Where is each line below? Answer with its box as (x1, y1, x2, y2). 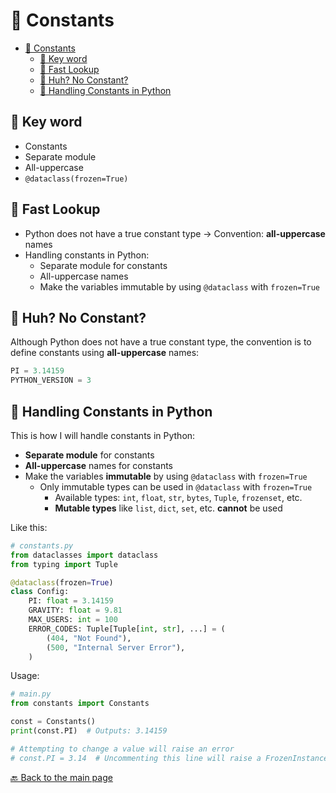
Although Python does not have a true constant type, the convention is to (10, 336, 312, 348)
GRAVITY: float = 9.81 (28, 605, 123, 616)
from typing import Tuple (10, 559, 118, 569)
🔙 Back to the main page (10, 771, 113, 783)
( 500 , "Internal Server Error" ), (46, 642, 186, 653)
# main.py (10, 689, 52, 699)
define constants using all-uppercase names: (10, 347, 200, 359)
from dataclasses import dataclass (10, 550, 159, 560)
